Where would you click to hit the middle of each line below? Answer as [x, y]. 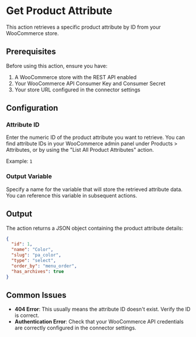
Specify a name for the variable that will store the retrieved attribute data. [94, 189]
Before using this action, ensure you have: [57, 66]
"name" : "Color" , [32, 250]
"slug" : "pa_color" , [36, 255]
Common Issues [36, 295]
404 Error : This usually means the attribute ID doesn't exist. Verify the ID [102, 309]
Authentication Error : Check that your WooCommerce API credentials [99, 322]
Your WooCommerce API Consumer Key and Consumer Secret [90, 83]
